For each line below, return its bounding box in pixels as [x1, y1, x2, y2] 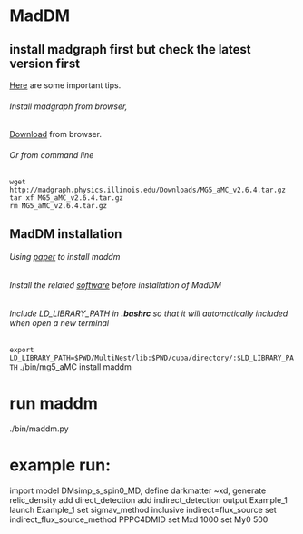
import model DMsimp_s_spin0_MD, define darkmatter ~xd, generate [9, 485, 267, 496]
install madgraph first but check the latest [9, 42, 251, 57]
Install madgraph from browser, [9, 101, 128, 112]
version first [9, 55, 80, 71]
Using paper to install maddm [9, 252, 121, 262]
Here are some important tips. [9, 80, 122, 91]
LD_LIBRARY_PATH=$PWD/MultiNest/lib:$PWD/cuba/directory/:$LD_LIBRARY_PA [9, 353, 295, 363]
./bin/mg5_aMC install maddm [19, 361, 132, 372]
